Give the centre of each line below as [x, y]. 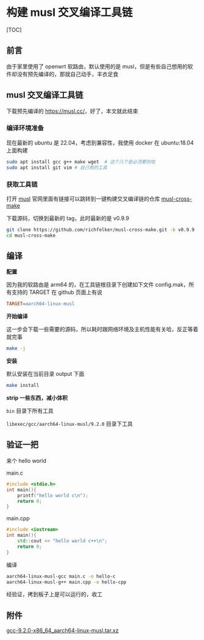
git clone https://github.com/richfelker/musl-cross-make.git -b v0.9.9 [100, 229]
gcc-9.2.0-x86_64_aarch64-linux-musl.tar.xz [62, 631]
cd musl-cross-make [31, 236]
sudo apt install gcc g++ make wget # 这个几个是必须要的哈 [81, 162]
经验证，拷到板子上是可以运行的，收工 [54, 594]
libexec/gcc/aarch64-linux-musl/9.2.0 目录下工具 [69, 424]
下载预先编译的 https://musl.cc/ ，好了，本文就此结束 [72, 111]
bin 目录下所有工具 [30, 411]
